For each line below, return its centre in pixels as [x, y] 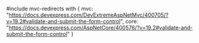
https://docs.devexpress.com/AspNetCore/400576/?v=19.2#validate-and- [101, 27]
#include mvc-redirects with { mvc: [50, 9]
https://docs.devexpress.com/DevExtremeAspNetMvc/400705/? [89, 15]
